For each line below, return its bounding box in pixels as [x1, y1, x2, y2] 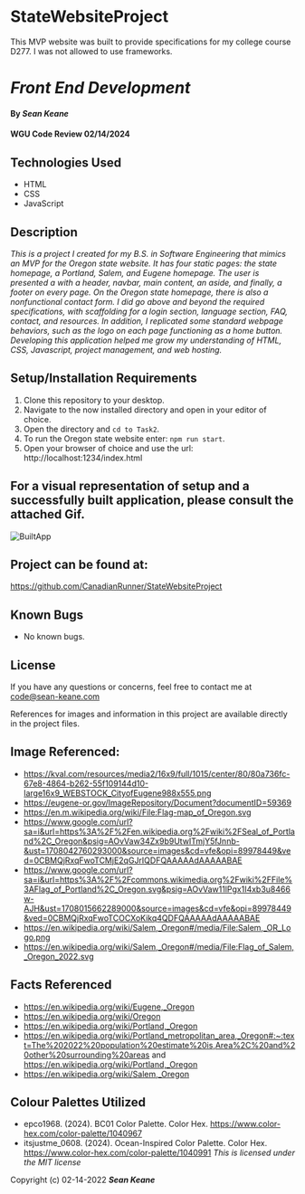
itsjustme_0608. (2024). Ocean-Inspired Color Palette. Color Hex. [23, 1138, 268, 1149]
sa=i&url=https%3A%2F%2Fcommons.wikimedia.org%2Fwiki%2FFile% [23, 874, 293, 885]
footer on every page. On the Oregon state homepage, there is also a [10, 287, 269, 298]
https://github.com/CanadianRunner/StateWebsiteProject [10, 581, 223, 592]
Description [10, 224, 78, 240]
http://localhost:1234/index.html [23, 452, 143, 463]
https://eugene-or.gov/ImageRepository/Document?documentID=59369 [23, 797, 292, 808]
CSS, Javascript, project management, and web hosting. [10, 344, 223, 355]
